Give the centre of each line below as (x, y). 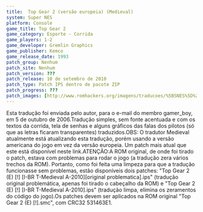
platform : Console (29, 23)
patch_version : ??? (31, 73)
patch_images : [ (27, 96)
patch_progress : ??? (32, 90)
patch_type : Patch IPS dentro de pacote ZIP (63, 85)
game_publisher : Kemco (35, 51)
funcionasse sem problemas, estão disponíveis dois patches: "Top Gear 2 (98, 170)
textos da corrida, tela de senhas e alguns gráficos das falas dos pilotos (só (100, 126)
